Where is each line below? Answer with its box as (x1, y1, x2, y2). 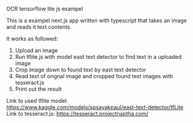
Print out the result (15, 85, 62, 93)
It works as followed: (6, 35, 58, 42)
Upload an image (15, 47, 58, 54)
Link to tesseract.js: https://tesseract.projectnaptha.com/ (6, 110, 149, 117)
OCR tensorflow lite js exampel (6, 5, 83, 12)
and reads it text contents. (6, 24, 72, 30)
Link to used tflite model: (6, 97, 68, 104)
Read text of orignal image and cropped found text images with (15, 73, 174, 79)
